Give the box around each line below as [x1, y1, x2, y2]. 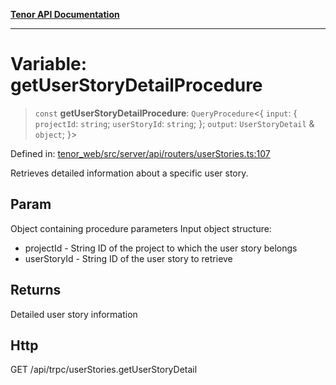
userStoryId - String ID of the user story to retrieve [24, 252, 233, 264]
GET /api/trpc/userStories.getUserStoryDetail [10, 364, 198, 376]
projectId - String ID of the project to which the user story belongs [24, 242, 298, 254]
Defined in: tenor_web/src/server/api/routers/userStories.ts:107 [10, 147, 271, 159]
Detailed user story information [10, 308, 138, 320]
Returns [10, 282, 62, 299]
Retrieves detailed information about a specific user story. [10, 167, 249, 179]
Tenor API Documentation [10, 9, 120, 20]
